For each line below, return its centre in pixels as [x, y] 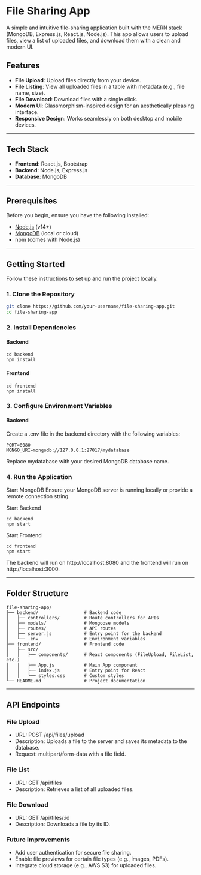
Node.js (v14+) [33, 227]
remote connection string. [38, 496]
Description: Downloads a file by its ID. [63, 824]
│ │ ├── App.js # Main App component [72, 665]
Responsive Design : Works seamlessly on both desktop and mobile [98, 118]
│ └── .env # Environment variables [76, 639]
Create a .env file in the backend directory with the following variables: [93, 434]
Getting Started [36, 264]
